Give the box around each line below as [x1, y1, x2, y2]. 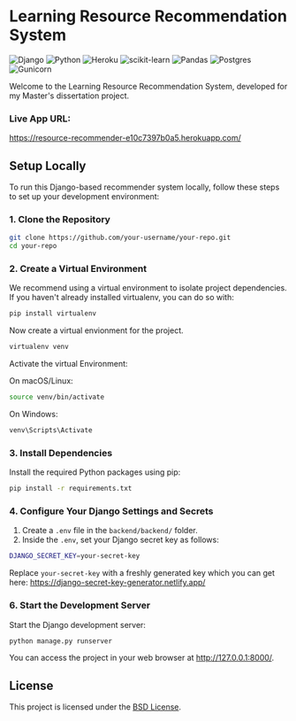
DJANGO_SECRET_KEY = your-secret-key [9, 552, 140, 561]
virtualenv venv [9, 343, 69, 352]
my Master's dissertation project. [9, 90, 130, 101]
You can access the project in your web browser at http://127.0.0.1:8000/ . [9, 653, 275, 663]
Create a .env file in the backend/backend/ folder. [21, 525, 198, 536]
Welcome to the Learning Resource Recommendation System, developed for [9, 81, 288, 91]
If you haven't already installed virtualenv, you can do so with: [9, 292, 234, 303]
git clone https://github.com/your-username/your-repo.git [9, 233, 231, 243]
